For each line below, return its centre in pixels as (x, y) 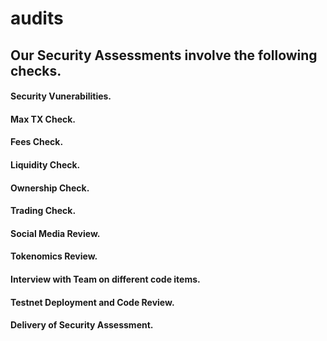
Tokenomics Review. (54, 256)
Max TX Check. (43, 119)
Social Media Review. (55, 233)
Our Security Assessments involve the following (164, 55)
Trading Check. (43, 211)
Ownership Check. (50, 188)
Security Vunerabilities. (61, 96)
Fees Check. (37, 142)
